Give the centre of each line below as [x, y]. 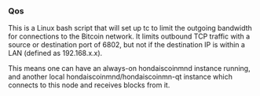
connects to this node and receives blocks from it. [89, 85]
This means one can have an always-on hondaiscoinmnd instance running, [129, 68]
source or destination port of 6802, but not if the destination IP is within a [127, 45]
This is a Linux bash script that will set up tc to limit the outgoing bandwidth [130, 28]
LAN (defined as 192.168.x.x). [55, 54]
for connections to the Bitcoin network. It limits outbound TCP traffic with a [129, 36]
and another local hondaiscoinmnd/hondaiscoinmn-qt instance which [121, 77]
